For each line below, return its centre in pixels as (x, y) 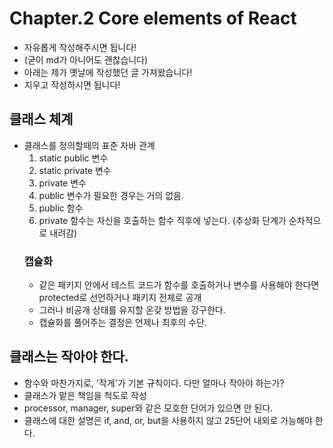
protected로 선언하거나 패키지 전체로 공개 (120, 298)
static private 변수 (75, 170)
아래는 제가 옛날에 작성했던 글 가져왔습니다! (108, 72)
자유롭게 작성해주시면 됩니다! (80, 47)
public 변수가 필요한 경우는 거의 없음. (111, 195)
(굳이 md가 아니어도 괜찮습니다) (86, 59)
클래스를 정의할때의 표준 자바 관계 (89, 145)
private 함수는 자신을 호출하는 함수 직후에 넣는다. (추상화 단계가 (162, 220)
